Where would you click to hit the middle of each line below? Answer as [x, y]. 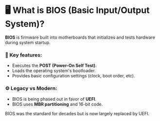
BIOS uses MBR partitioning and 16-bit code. [57, 104]
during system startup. [28, 42]
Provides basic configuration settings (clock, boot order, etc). [73, 76]
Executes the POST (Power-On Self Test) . [54, 66]
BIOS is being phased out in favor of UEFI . [54, 99]
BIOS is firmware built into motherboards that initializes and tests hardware [80, 37]
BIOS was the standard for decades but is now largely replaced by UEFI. [77, 113]
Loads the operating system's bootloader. [54, 71]
